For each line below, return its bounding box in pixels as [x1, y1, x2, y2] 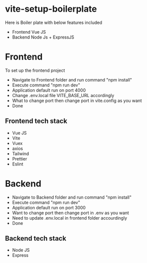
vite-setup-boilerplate [5, 3, 97, 15]
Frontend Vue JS [12, 29, 46, 35]
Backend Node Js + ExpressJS [12, 34, 74, 40]
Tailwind [12, 150, 29, 157]
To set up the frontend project [5, 67, 65, 73]
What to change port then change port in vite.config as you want [12, 98, 142, 103]
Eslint [12, 161, 23, 167]
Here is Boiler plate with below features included [5, 20, 102, 25]
